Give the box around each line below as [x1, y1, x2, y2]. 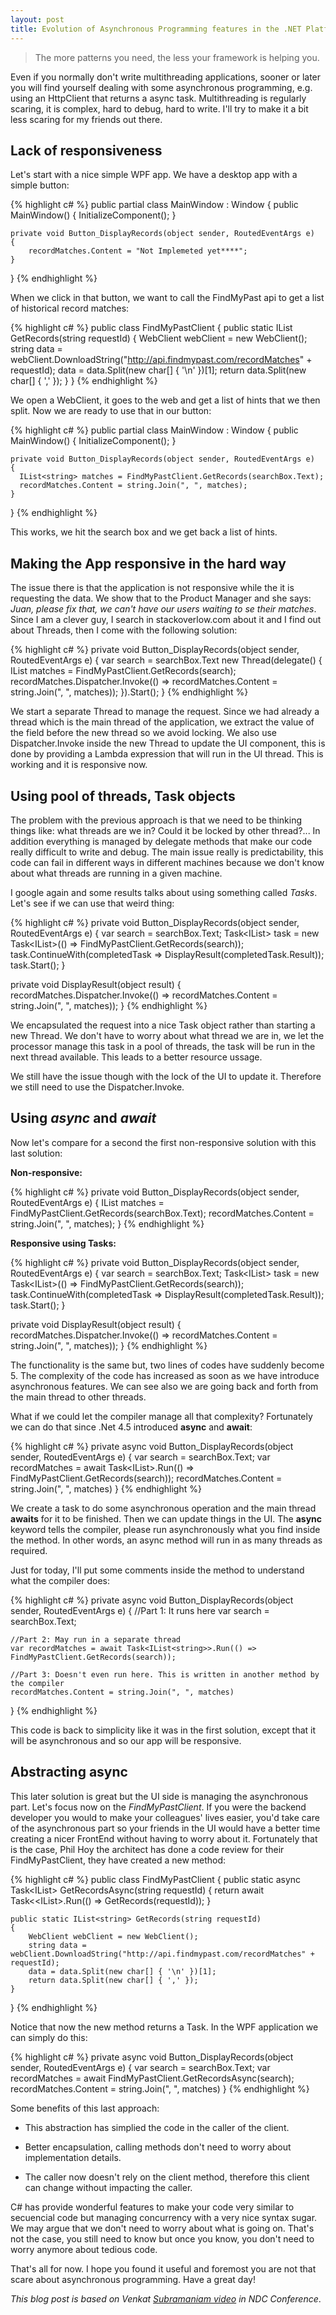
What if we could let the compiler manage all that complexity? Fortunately [10, 1410, 313, 1422]
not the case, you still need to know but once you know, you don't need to [10, 2232, 315, 2245]
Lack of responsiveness [10, 142, 163, 159]
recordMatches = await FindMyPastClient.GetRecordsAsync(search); [10, 2072, 295, 2084]
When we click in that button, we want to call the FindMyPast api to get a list [10, 292, 325, 304]
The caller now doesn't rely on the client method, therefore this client [24, 2171, 310, 2183]
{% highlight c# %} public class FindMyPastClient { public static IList [10, 322, 293, 334]
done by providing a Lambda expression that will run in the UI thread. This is [10, 748, 324, 760]
